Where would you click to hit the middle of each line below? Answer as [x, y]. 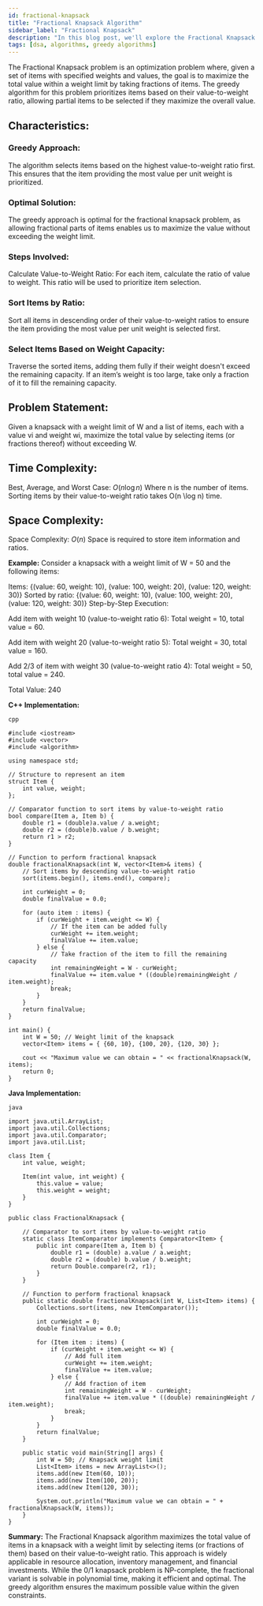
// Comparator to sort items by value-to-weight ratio [114, 1232]
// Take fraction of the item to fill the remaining [138, 955]
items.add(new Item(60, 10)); [86, 1474]
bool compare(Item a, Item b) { [61, 816]
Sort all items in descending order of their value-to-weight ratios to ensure [129, 320]
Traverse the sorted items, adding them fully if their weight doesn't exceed [129, 366]
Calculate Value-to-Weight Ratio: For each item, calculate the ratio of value [129, 274]
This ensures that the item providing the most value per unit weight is [120, 174]
